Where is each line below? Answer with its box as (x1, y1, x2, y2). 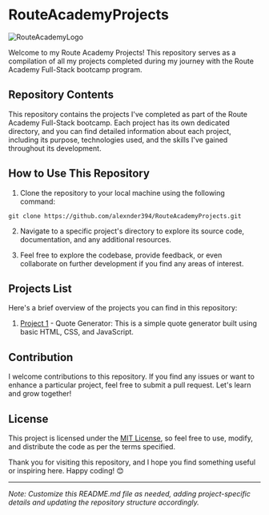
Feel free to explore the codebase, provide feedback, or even (19, 250, 223, 260)
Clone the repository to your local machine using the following (19, 188, 226, 197)
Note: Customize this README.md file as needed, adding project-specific (8, 489, 251, 498)
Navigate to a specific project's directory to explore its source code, (19, 226, 245, 236)
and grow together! (8, 389, 72, 399)
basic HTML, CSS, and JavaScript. (19, 327, 134, 337)
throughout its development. (8, 143, 102, 153)
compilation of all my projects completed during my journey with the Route (8, 56, 255, 66)
